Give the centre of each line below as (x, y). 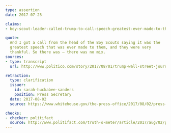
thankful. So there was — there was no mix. (58, 52)
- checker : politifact (29, 118)
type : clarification (32, 80)
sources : (15, 57)
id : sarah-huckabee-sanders (44, 90)
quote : (12, 38)
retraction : (18, 75)
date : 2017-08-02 (28, 99)
